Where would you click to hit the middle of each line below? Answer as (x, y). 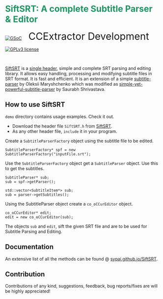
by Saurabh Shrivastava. (81, 89)
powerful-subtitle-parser (30, 89)
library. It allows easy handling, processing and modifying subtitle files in (79, 73)
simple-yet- (131, 84)
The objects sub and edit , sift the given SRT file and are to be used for (76, 226)
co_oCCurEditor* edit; (28, 213)
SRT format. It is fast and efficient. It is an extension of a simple (69, 79)
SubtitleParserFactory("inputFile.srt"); (48, 154)
